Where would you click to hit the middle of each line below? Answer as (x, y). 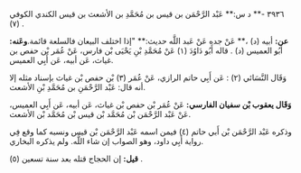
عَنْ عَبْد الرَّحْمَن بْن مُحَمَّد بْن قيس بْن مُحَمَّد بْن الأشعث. (100, 114)
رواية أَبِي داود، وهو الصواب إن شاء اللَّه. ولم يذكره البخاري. (107, 141)
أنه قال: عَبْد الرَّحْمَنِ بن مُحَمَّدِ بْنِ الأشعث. (78, 87)
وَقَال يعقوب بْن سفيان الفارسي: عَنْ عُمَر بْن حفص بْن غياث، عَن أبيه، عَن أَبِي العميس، (150, 105)
